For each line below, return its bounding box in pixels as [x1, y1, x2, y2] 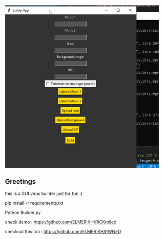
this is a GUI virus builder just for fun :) [5, 191, 83, 196]
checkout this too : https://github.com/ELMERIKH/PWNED [5, 228, 121, 234]
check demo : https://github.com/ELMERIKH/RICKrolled [5, 219, 117, 225]
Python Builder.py [5, 209, 41, 215]
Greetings [5, 177, 36, 186]
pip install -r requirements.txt [5, 200, 63, 206]
